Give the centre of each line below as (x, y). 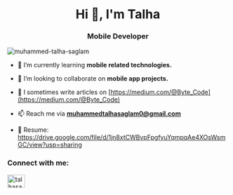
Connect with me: (38, 163)
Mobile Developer (118, 36)
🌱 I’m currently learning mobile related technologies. (94, 65)
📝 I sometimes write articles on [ (64, 92)
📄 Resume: (33, 130)
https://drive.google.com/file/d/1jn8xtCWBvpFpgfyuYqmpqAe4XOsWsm (121, 137)
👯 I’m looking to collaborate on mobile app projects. (93, 79)
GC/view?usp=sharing (49, 145)
